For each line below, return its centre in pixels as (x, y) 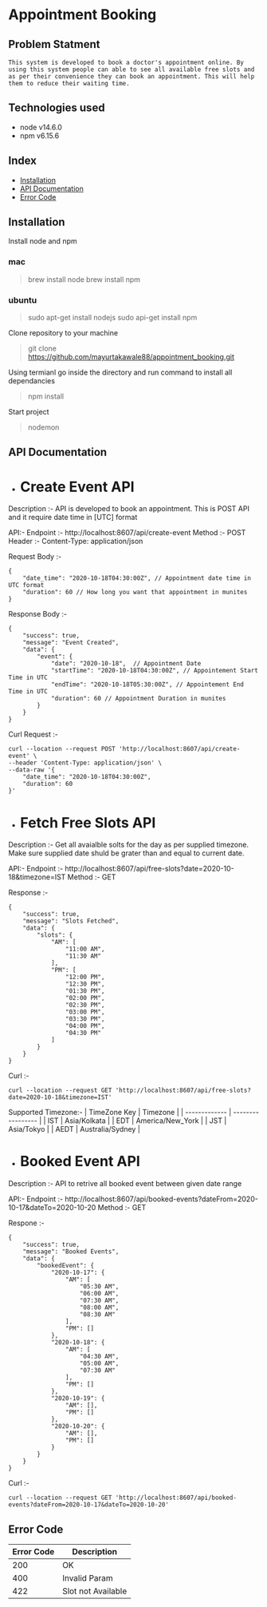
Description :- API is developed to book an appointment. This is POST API (129, 509)
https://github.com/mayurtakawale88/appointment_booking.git (131, 357)
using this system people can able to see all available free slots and (132, 69)
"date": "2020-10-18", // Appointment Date (126, 664)
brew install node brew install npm (84, 279)
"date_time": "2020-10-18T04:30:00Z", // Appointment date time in (137, 578)
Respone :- (27, 1223)
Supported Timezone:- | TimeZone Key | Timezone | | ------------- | (120, 1113)
